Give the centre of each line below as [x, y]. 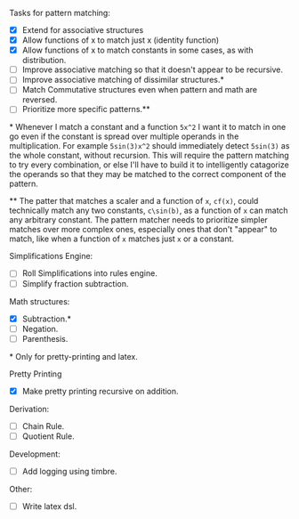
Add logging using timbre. [69, 471]
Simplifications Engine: [51, 256]
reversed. [40, 100]
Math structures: [40, 301]
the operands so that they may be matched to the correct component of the [148, 174]
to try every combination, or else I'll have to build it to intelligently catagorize [149, 165]
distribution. [44, 61]
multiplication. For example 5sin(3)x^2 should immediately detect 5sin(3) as [149, 146]
